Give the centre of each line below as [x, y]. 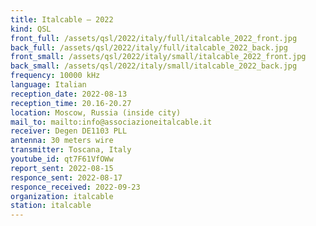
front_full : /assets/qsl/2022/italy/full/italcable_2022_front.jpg [154, 38]
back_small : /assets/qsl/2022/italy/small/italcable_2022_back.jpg [154, 66]
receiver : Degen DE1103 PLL [69, 131]
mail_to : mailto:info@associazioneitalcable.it [111, 122]
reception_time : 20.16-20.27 [71, 103]
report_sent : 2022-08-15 [62, 168]
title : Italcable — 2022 [62, 19]
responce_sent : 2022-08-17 [66, 177]
